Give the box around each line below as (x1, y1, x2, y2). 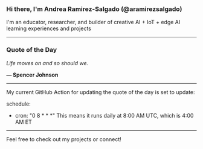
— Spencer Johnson (6, 71, 59, 78)
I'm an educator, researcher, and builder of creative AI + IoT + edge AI (6, 19, 181, 26)
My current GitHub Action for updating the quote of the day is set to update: (6, 88, 195, 95)
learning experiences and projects (6, 25, 92, 32)
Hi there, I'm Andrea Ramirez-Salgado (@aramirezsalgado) (6, 5, 182, 13)
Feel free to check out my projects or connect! (6, 135, 122, 143)
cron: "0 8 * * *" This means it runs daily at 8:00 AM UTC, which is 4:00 (14, 112, 194, 119)
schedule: (6, 100, 31, 107)
